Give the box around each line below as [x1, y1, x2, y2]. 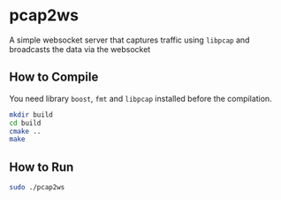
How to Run [9, 159, 74, 174]
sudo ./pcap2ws [9, 183, 65, 192]
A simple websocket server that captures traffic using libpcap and [9, 35, 250, 45]
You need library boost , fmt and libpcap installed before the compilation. [9, 93, 272, 104]
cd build [9, 119, 42, 127]
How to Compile [9, 70, 99, 85]
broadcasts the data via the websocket [9, 43, 151, 54]
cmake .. [9, 127, 42, 135]
